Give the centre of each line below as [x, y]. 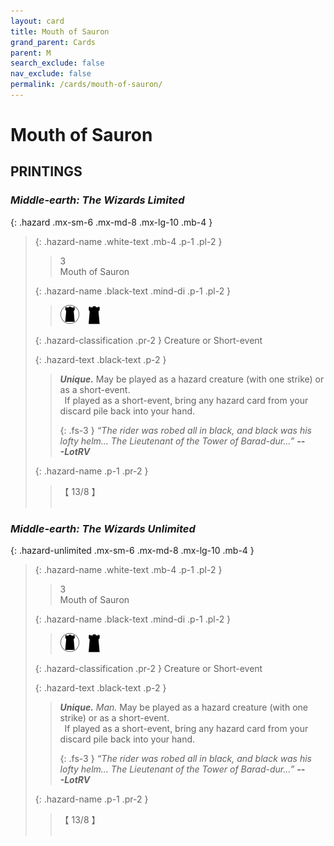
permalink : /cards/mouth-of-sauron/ [86, 85]
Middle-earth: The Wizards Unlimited [103, 528]
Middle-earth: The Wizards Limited [97, 200]
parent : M [31, 53]
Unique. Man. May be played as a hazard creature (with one [183, 707]
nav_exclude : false [51, 74]
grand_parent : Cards [53, 42]
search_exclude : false [57, 63]
